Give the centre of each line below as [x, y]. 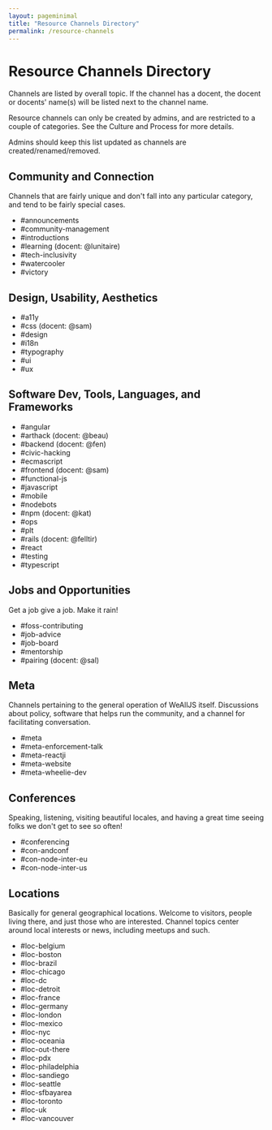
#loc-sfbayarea [46, 1092]
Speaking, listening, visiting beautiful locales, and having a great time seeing [136, 817]
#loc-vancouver [47, 1118]
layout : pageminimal [43, 16]
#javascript [39, 487]
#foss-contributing [52, 625]
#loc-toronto [41, 1101]
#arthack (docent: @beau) [64, 435]
